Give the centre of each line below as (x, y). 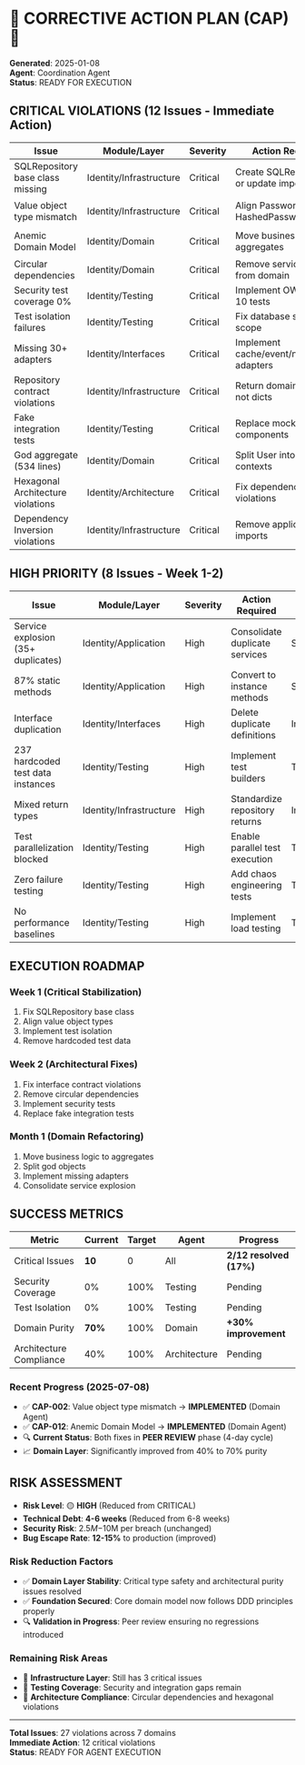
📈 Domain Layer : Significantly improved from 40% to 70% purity (145, 1450)
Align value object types (68, 1021)
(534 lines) (38, 466)
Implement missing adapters (75, 1176)
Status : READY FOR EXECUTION (71, 82)
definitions (254, 735)
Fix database (263, 316)
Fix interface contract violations (82, 1084)
